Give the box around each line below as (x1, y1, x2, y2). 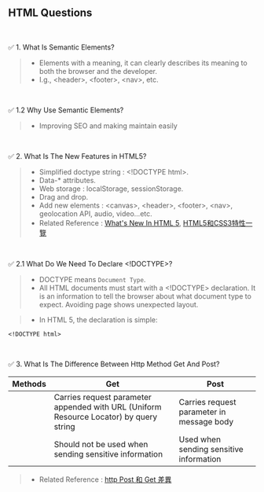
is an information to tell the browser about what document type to (38, 291, 251, 301)
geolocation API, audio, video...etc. (38, 208, 153, 218)
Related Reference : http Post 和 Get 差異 (38, 475, 172, 484)
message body (178, 416, 234, 427)
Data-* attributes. (38, 175, 97, 185)
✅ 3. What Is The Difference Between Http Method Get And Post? (8, 359, 220, 369)
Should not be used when (53, 439, 148, 450)
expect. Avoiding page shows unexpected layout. (38, 299, 199, 309)
